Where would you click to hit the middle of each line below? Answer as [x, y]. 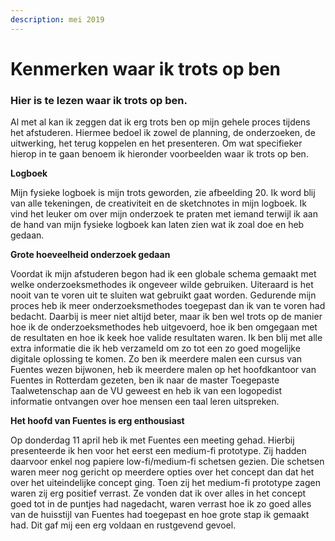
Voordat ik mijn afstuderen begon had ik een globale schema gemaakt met [163, 274]
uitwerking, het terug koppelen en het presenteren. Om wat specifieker [156, 143]
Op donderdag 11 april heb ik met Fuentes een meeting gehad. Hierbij [152, 440]
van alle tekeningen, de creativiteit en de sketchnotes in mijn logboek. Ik [159, 203]
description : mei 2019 [57, 19]
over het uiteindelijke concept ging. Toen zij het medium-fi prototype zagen [165, 483]
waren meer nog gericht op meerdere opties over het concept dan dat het [162, 472]
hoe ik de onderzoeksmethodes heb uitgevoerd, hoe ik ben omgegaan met [164, 327]
